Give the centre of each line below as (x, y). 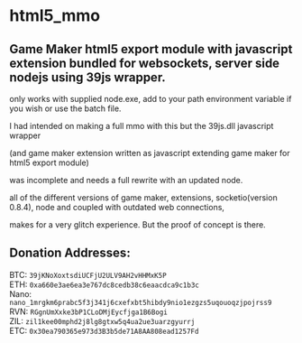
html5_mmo (55, 16)
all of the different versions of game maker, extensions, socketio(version (143, 198)
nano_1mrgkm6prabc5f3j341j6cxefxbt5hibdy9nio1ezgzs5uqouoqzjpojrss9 (141, 302)
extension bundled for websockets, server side (145, 63)
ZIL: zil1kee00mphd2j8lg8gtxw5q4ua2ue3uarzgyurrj (102, 320)
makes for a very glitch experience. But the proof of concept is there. (137, 225)
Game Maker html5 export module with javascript (151, 49)
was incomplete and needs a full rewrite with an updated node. (126, 180)
